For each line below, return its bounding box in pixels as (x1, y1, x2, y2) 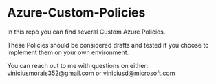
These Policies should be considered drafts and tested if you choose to (7, 41, 209, 49)
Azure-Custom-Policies (7, 5, 146, 21)
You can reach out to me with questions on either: (7, 61, 149, 70)
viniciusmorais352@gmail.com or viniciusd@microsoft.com (7, 69, 175, 77)
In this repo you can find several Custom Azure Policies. (7, 28, 166, 36)
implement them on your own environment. (7, 48, 129, 56)
